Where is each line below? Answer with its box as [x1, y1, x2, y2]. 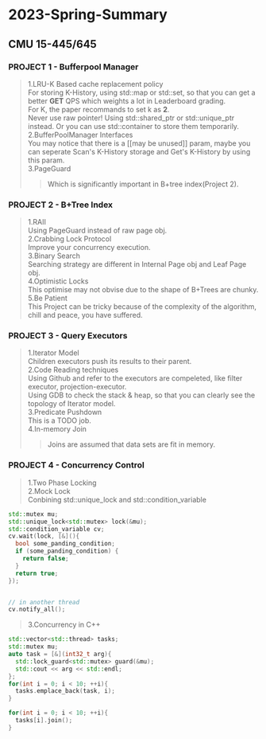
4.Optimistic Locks [27, 276, 89, 286]
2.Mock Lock [27, 486, 71, 495]
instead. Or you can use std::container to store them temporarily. [27, 121, 240, 131]
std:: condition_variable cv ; [8, 525, 105, 533]
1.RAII [27, 217, 46, 227]
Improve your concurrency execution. [27, 243, 151, 252]
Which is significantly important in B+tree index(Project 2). [47, 179, 239, 189]
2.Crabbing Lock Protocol [27, 234, 112, 244]
